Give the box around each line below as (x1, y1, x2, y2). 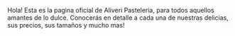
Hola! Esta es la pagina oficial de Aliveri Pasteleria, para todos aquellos (7, 6, 214, 14)
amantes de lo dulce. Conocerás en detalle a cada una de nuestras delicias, (7, 13, 229, 22)
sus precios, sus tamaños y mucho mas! (7, 21, 126, 29)
